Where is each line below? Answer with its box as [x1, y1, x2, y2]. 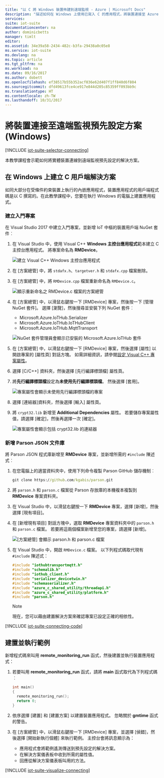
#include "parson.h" [12, 594, 54, 599]
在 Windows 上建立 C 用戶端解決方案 [5, 173, 116, 181]
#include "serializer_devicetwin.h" [12, 576, 87, 581]
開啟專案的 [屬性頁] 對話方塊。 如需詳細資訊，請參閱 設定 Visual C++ [12, 352, 150, 358]
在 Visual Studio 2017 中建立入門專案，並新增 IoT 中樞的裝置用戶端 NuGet [5, 225, 153, 230]
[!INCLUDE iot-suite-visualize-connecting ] [5, 767, 90, 773]
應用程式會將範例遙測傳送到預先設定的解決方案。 [19, 745, 118, 751]
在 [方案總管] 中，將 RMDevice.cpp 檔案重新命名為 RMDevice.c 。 [12, 278, 138, 284]
